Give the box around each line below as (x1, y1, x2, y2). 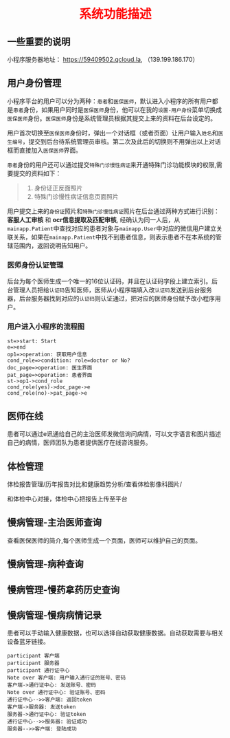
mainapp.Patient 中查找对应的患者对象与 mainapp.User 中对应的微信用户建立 (7, 224, 217, 232)
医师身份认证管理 (7, 260, 64, 270)
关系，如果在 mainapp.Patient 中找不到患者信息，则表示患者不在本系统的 (12, 232, 216, 241)
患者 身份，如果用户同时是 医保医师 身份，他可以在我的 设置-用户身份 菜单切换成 (13, 105, 222, 113)
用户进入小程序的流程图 (7, 322, 84, 332)
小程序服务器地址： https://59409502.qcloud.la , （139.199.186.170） (7, 56, 199, 63)
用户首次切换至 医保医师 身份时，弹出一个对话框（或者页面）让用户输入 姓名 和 (7, 129, 218, 137)
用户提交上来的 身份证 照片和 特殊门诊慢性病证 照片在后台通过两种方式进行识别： (7, 207, 220, 215)
